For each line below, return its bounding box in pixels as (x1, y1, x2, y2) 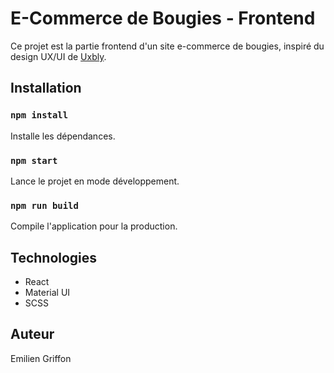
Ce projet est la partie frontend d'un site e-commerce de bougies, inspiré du (10, 40, 325, 52)
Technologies (10, 249, 98, 266)
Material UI (24, 287, 71, 299)
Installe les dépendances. (10, 130, 116, 142)
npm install (10, 110, 69, 121)
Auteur (10, 326, 55, 343)
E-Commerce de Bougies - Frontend (10, 7, 316, 30)
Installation (10, 80, 82, 97)
